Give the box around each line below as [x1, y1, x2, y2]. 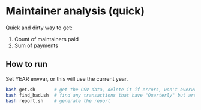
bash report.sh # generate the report [5, 97, 111, 104]
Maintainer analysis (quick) [5, 4, 145, 18]
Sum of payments [14, 42, 58, 49]
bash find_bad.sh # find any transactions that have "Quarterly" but [5, 92, 186, 98]
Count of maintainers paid [14, 35, 79, 42]
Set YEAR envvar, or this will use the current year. [5, 75, 128, 82]
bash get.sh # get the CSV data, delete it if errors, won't [5, 87, 178, 93]
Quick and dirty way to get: [5, 24, 73, 31]
